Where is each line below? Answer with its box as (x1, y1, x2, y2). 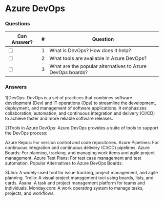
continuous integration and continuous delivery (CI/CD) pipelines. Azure (5, 145, 150, 150)
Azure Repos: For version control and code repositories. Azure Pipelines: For (5, 139, 159, 145)
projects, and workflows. (5, 190, 55, 196)
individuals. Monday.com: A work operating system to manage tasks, (5, 185, 144, 191)
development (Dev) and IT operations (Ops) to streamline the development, (5, 100, 156, 106)
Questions (5, 20, 30, 27)
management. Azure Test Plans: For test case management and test (5, 155, 142, 161)
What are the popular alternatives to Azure (49, 63, 147, 70)
